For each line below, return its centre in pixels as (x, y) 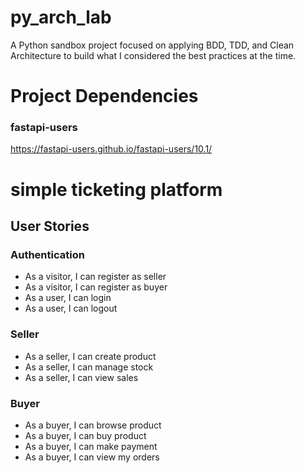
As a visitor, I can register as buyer (96, 287)
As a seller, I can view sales (81, 377)
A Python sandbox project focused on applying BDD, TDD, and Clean (152, 45)
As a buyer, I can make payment (91, 446)
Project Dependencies (104, 96)
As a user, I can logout (71, 308)
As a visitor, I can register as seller (95, 277)
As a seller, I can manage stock (89, 367)
